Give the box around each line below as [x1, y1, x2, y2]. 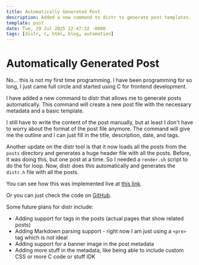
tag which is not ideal [14, 234, 68, 241]
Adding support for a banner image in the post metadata [14, 240, 155, 248]
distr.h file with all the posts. [6, 169, 79, 176]
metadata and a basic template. [6, 107, 84, 114]
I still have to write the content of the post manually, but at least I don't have [6, 119, 194, 126]
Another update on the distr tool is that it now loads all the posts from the [6, 143, 187, 150]
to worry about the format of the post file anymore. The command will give [6, 125, 191, 132]
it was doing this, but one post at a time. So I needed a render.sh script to [6, 156, 188, 163]
